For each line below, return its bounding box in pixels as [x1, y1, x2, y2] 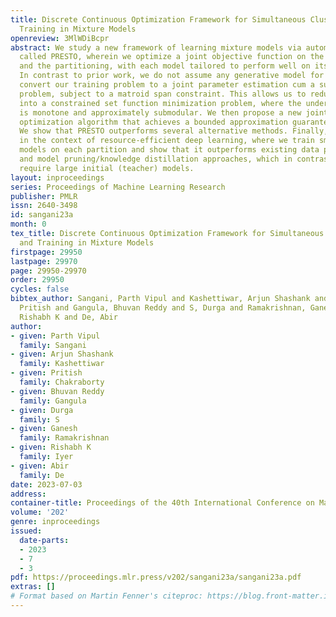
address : [10, 489, 47, 499]
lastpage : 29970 [10, 256, 78, 266]
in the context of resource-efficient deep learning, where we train [19, 136, 315, 146]
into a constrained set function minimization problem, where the [19, 98, 302, 108]
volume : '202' [10, 507, 70, 518]
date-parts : [19, 535, 70, 545]
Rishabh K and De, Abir [19, 312, 118, 322]
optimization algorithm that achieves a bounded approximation [19, 117, 288, 127]
